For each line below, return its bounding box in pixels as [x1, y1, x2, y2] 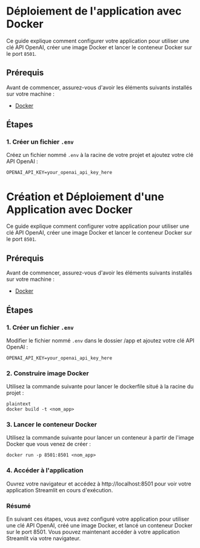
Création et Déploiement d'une [6, 190, 165, 204]
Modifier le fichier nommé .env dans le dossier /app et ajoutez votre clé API [6, 336, 195, 344]
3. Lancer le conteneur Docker [6, 420, 98, 429]
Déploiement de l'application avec [6, 4, 182, 18]
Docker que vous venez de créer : [6, 441, 91, 448]
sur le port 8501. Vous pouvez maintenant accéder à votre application [6, 529, 180, 536]
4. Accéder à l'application [6, 466, 84, 475]
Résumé [6, 501, 32, 510]
